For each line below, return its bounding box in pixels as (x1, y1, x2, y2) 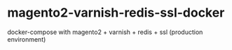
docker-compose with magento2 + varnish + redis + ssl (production (7, 28, 203, 36)
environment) (7, 35, 46, 43)
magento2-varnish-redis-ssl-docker (7, 5, 225, 21)
